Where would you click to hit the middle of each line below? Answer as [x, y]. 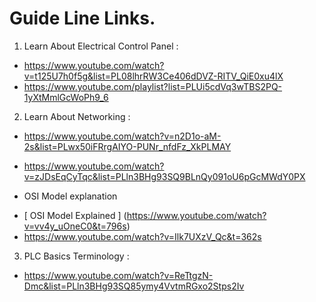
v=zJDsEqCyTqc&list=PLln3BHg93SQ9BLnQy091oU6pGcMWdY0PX [164, 176]
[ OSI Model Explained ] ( [75, 215]
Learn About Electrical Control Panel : [101, 46]
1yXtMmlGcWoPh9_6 [66, 97]
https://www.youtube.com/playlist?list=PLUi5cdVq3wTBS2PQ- [153, 86]
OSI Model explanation [70, 196]
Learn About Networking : [77, 116]
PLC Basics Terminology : [76, 256]
